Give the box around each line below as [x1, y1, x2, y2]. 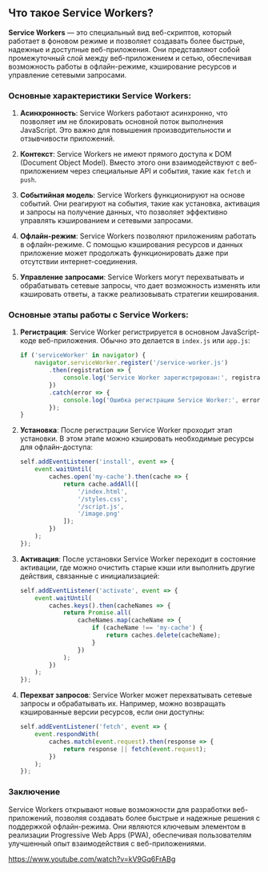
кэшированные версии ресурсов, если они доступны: [19, 707, 206, 717]
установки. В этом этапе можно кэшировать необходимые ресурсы [19, 434, 254, 443]
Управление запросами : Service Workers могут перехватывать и [19, 272, 245, 282]
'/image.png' [77, 510, 122, 518]
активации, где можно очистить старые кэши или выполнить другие [19, 562, 255, 572]
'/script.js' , [77, 502, 125, 510]
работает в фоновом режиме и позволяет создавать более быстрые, [8, 36, 246, 46]
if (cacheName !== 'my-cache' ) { [91, 624, 203, 632]
